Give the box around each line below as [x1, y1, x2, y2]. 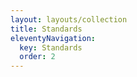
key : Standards [19, 42, 83, 53]
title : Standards [10, 24, 83, 34]
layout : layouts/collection [10, 14, 128, 25]
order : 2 [19, 52, 56, 62]
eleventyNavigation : [10, 33, 97, 43]
